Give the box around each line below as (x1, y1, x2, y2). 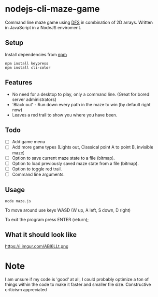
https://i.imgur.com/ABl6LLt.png (5, 244, 69, 249)
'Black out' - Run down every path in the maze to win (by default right (12, 101, 151, 107)
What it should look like (5, 231, 77, 239)
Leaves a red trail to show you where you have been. (12, 112, 117, 117)
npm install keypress (5, 61, 49, 66)
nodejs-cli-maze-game (5, 3, 100, 15)
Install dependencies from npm (5, 51, 67, 57)
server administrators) (12, 96, 57, 102)
